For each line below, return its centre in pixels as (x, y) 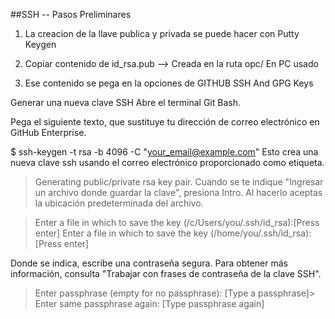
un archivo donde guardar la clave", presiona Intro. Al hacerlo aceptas (178, 192)
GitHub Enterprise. (48, 132)
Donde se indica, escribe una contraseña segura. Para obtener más (149, 263)
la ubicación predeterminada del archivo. (119, 203)
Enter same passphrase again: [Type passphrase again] (149, 303)
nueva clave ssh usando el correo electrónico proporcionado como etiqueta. (167, 162)
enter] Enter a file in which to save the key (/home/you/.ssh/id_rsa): (173, 233)
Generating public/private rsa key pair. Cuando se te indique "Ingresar (179, 182)
